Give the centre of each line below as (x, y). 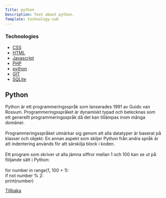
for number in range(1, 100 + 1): (37, 171)
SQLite (19, 79)
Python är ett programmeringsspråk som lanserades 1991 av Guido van (78, 107)
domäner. (15, 123)
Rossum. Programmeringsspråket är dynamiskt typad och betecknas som (80, 112)
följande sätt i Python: (28, 160)
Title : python (20, 10)
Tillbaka (13, 191)
